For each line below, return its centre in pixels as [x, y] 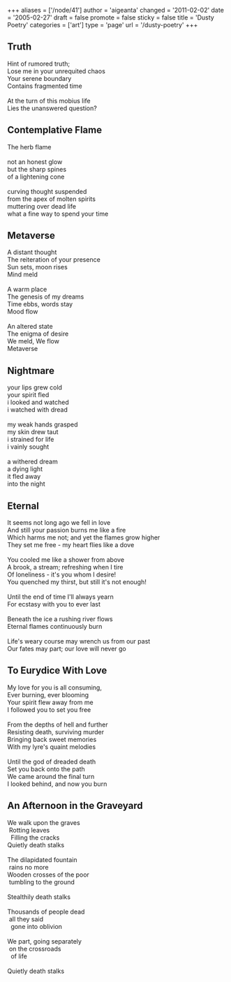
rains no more [29, 867]
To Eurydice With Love [57, 670]
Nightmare [31, 370]
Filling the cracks [35, 838]
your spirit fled [28, 395]
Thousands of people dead [46, 912]
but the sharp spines [37, 169]
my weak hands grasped [43, 424]
